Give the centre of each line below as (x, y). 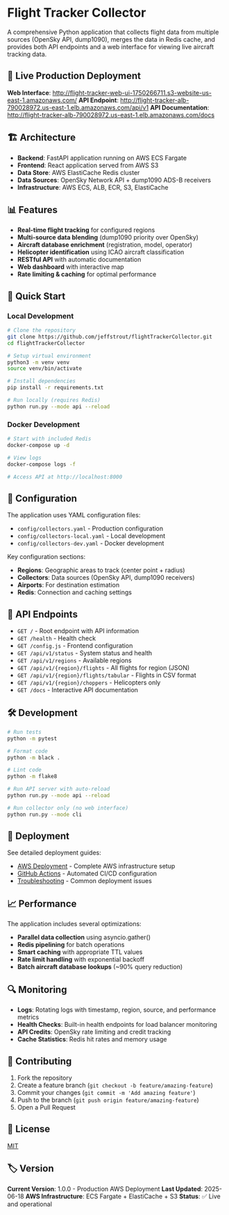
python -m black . (34, 757)
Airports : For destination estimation (68, 585)
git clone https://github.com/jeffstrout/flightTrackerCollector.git (110, 337)
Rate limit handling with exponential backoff (80, 960)
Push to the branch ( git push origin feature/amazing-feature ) (108, 1100)
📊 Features (32, 210)
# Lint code (24, 770)
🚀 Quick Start (36, 296)
